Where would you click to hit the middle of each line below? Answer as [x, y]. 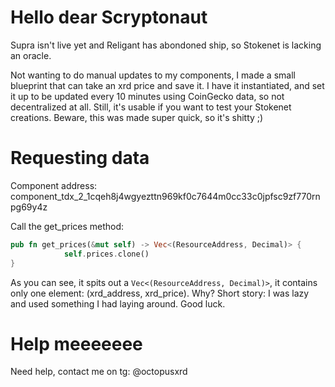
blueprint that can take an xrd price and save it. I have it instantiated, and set [167, 85]
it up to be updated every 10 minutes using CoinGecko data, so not [147, 96]
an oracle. [31, 55]
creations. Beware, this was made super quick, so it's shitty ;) [137, 117]
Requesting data [80, 158]
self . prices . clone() [106, 254]
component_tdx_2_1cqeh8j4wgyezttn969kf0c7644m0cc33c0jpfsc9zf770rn [165, 196]
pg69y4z [29, 207]
